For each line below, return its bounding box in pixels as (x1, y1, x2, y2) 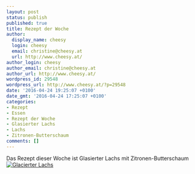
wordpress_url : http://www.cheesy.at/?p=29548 (6, 82, 126, 88)
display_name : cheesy (12, 37, 67, 43)
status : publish (6, 14, 47, 21)
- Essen (6, 110, 26, 116)
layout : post (6, 8, 39, 15)
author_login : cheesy (6, 59, 61, 65)
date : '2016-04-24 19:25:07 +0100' (6, 88, 96, 94)
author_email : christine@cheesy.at (6, 65, 96, 71)
